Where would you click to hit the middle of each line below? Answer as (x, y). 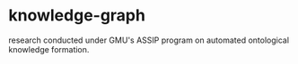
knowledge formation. (49, 49)
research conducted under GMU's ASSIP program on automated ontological (149, 40)
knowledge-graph (77, 16)
